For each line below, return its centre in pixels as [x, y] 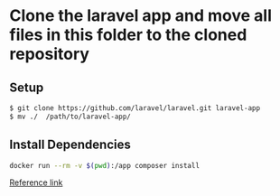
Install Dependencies [70, 145]
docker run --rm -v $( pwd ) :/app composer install [105, 165]
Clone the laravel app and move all [141, 16]
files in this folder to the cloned [128, 35]
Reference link [36, 182]
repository [50, 54]
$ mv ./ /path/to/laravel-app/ [70, 117]
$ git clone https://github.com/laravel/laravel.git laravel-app [135, 108]
